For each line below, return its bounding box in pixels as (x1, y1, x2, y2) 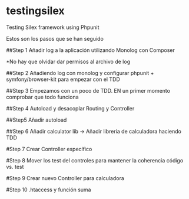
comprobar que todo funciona (6, 93, 79, 100)
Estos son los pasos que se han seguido (6, 35, 104, 42)
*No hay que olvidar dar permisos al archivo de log (6, 58, 131, 65)
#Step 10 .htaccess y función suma (6, 186, 91, 193)
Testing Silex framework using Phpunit (6, 24, 100, 31)
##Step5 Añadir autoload (6, 116, 67, 123)
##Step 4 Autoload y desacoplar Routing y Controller (6, 105, 135, 112)
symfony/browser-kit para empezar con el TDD (6, 76, 121, 83)
